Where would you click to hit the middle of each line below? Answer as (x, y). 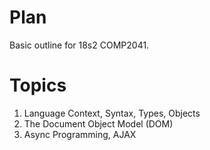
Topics (38, 85)
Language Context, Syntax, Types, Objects (112, 113)
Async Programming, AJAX (80, 134)
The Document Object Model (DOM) (98, 123)
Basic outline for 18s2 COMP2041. (79, 45)
